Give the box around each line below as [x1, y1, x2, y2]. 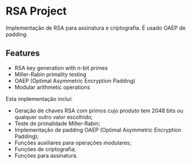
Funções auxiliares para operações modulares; [14, 139, 131, 146]
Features [5, 48, 40, 59]
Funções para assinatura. [14, 152, 78, 159]
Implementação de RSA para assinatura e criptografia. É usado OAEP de [5, 24, 186, 31]
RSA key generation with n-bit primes [14, 64, 108, 71]
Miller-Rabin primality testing [14, 71, 87, 78]
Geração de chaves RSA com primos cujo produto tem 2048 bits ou [14, 107, 184, 114]
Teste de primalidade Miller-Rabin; [14, 120, 101, 127]
